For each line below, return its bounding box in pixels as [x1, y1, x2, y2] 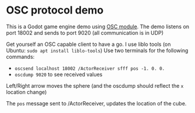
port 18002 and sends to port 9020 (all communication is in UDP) [6, 29, 164, 36]
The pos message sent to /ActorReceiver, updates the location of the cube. [6, 99, 187, 107]
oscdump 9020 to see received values [14, 71, 103, 78]
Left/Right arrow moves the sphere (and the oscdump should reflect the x [6, 82, 184, 89]
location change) [6, 88, 47, 95]
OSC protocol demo [6, 4, 104, 17]
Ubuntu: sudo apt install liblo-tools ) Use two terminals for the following [6, 46, 189, 54]
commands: [6, 53, 35, 60]
